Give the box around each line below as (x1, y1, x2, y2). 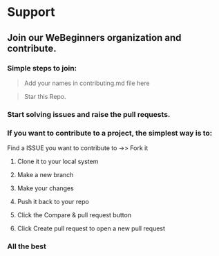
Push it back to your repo (17, 198, 90, 206)
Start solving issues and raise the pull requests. (7, 109, 171, 119)
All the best (7, 241, 47, 251)
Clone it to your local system (17, 157, 99, 166)
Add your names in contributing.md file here (23, 79, 150, 87)
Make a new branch (17, 171, 74, 179)
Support (7, 4, 55, 20)
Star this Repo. (23, 92, 67, 100)
